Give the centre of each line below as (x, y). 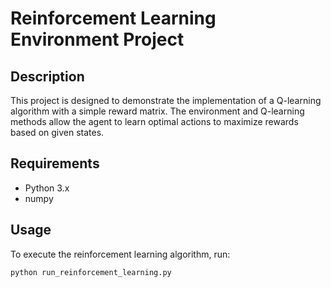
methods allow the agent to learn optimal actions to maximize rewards (154, 121)
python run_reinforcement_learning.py (91, 272)
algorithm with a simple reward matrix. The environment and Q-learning (157, 111)
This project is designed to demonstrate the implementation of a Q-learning (166, 100)
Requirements (55, 163)
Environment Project (97, 39)
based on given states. (57, 132)
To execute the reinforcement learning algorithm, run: (120, 254)
